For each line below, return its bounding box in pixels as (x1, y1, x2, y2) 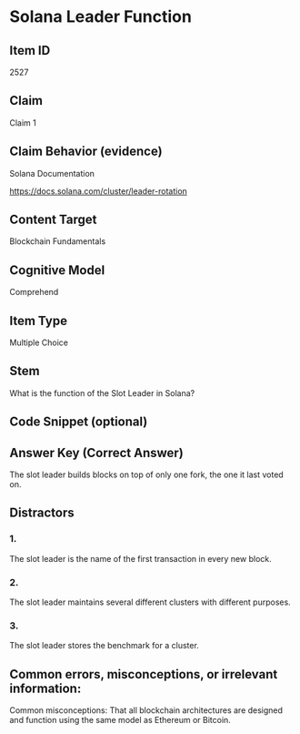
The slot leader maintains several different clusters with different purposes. (9, 596, 291, 607)
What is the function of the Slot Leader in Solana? (9, 387, 195, 398)
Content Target (9, 212, 97, 228)
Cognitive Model (9, 262, 105, 278)
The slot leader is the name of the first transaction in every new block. (9, 553, 272, 564)
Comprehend (9, 287, 59, 298)
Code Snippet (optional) (9, 414, 148, 430)
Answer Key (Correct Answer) (9, 444, 184, 461)
